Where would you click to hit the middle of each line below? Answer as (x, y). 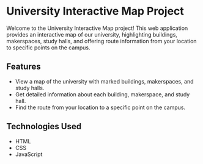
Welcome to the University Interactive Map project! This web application (97, 28)
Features (24, 67)
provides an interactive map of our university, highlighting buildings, (92, 34)
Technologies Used (44, 127)
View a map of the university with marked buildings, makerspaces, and (104, 81)
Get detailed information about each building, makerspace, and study (102, 94)
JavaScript (29, 154)
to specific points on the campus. (48, 48)
